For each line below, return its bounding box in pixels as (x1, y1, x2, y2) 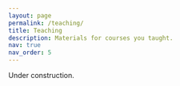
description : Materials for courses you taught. (8, 33, 174, 42)
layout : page (8, 11, 52, 20)
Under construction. (8, 71, 74, 80)
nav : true (8, 41, 42, 49)
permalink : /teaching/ (8, 19, 84, 27)
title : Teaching (8, 26, 62, 34)
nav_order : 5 (8, 49, 52, 57)
